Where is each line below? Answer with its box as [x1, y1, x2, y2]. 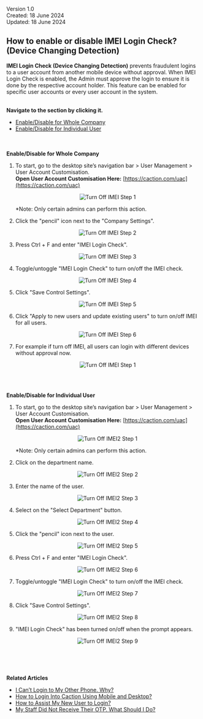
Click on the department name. [15, 458, 94, 466]
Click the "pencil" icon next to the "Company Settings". [15, 217, 155, 224]
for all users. [15, 319, 47, 326]
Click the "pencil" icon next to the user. [15, 530, 115, 537]
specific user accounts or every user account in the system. [6, 88, 158, 95]
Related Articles [6, 674, 48, 682]
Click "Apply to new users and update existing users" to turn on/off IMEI [15, 312, 197, 320]
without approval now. [15, 349, 72, 356]
